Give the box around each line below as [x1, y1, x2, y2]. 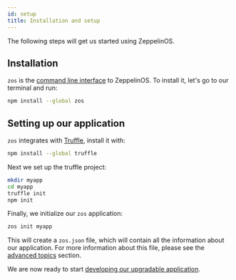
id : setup [7, 10, 37, 18]
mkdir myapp [7, 176, 43, 184]
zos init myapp [7, 223, 53, 230]
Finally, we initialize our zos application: [7, 209, 123, 218]
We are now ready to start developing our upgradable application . [7, 265, 201, 274]
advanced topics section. [7, 251, 82, 260]
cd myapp [7, 183, 34, 190]
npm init [7, 197, 34, 204]
